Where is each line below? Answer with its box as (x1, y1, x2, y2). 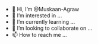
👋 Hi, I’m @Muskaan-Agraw (11, 6, 80, 12)
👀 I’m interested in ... (11, 12, 62, 19)
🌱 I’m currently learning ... (11, 18, 75, 25)
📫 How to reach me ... (11, 32, 67, 38)
